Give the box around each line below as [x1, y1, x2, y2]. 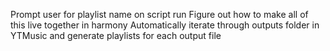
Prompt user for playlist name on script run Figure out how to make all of [10, 9, 309, 20]
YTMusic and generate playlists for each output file [10, 30, 222, 41]
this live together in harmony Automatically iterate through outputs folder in [10, 19, 320, 31]
